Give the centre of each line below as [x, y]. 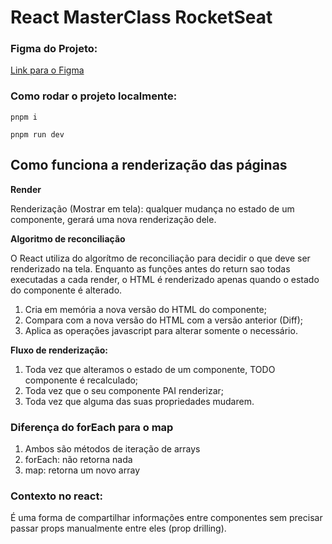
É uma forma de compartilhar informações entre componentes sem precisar [166, 518]
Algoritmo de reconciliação [68, 238]
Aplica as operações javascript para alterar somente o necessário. [161, 330]
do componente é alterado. [66, 290]
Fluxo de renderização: [59, 350]
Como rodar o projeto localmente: [94, 96]
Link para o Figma [47, 70]
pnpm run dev [37, 134]
